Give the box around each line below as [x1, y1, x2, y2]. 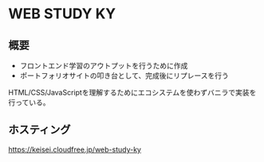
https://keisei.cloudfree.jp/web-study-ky [8, 145, 142, 154]
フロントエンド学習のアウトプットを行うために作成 [19, 61, 188, 70]
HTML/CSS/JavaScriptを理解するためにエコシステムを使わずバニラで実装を [8, 88, 257, 97]
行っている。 [8, 98, 50, 107]
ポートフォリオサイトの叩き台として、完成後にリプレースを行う [19, 71, 229, 80]
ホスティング [8, 123, 71, 137]
